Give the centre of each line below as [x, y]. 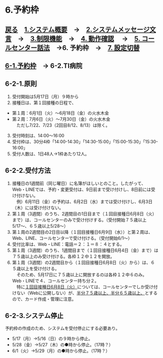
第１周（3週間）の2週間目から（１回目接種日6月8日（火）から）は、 [81, 262]
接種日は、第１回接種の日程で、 [44, 102]
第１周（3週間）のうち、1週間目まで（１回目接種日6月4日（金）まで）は [85, 250]
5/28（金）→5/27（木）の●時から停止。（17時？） [63, 345]
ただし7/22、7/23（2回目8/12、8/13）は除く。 [63, 125]
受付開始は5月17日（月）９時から [45, 96]
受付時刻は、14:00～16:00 [38, 135]
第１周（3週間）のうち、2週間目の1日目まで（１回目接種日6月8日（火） [84, 214]
